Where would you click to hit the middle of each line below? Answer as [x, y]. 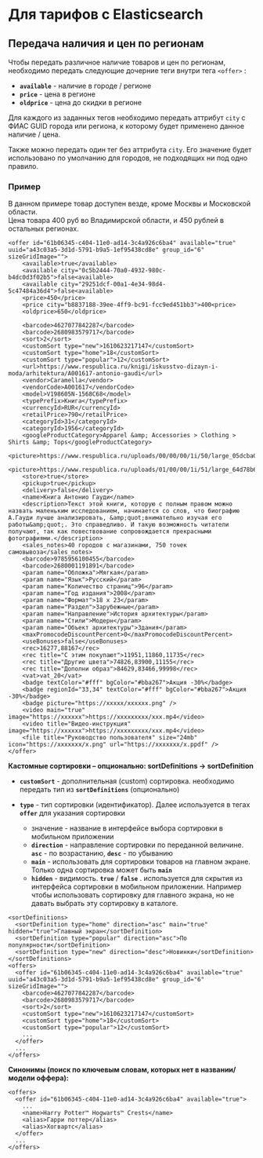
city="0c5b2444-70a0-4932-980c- [113, 271]
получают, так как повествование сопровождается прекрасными [110, 532]
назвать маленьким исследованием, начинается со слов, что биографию [124, 511]
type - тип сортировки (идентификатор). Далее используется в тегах [135, 805]
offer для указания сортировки [72, 813]
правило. [23, 166]
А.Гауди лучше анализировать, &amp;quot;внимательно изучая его [115, 518]
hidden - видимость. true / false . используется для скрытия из [137, 879]
